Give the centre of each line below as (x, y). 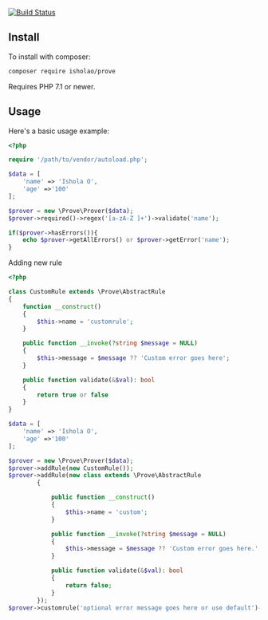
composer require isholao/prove (62, 71)
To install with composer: (49, 57)
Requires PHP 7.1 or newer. (52, 86)
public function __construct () (103, 498)
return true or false (73, 395)
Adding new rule (35, 263)
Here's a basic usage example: (59, 131)
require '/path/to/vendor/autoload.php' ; (78, 160)
